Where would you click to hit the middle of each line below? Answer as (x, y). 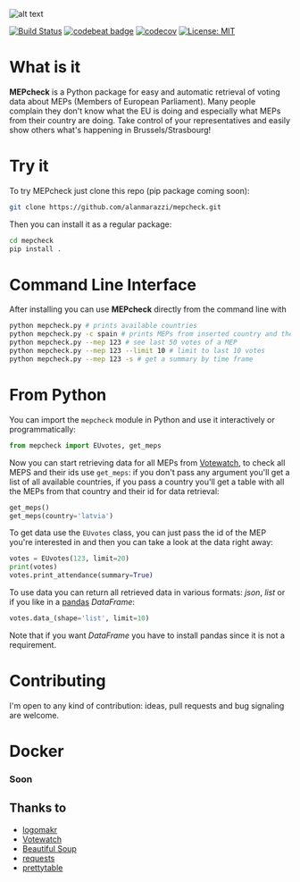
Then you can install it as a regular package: (91, 224)
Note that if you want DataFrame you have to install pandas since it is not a (147, 635)
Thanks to (38, 808)
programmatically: (42, 429)
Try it (29, 166)
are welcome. (34, 715)
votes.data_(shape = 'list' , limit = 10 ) (79, 618)
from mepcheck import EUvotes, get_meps (86, 445)
